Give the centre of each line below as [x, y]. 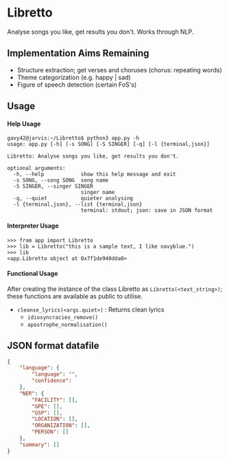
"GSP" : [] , [47, 413]
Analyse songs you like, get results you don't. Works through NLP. [100, 32]
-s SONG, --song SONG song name [61, 180]
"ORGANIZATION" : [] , [61, 426]
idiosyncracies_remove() [63, 317]
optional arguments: [37, 169]
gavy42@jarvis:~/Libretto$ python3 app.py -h [73, 138]
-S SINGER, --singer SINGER [53, 186]
